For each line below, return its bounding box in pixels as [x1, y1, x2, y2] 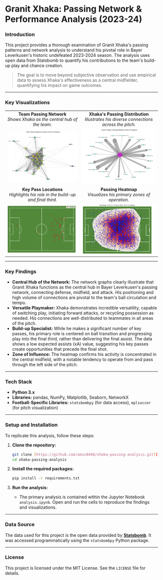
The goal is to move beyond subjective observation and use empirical [16, 72, 156, 78]
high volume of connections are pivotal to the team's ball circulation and [12, 295, 157, 301]
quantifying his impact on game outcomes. [16, 83, 103, 88]
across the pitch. [102, 121, 136, 127]
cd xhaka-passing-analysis [12, 457, 67, 462]
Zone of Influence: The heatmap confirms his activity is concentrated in [12, 351, 157, 358]
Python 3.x [12, 390, 35, 395]
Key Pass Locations [22, 187, 63, 192]
